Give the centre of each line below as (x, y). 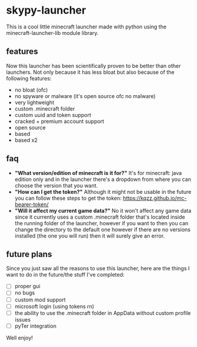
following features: (29, 78)
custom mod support (40, 300)
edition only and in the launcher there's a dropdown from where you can (103, 179)
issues (22, 319)
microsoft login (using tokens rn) (54, 306)
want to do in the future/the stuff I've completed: (65, 275)
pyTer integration (35, 326)
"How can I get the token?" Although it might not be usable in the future (103, 192)
